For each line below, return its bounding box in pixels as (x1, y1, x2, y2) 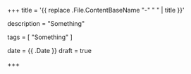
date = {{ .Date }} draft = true (7, 47, 92, 54)
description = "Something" (7, 20, 85, 27)
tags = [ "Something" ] (7, 33, 73, 41)
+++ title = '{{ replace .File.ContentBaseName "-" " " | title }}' (7, 6, 185, 14)
